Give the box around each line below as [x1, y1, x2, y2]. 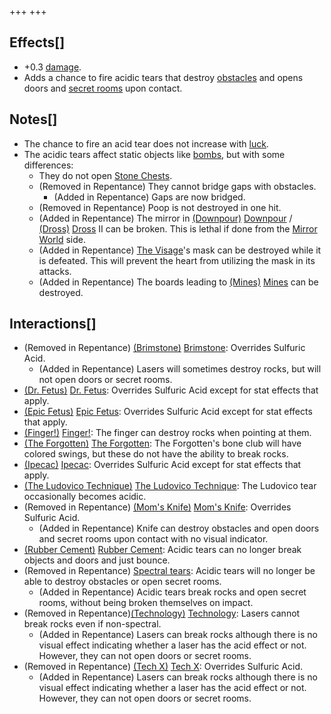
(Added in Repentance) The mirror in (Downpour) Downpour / [38, 212, 293, 224]
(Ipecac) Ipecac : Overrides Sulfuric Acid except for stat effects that [23, 459, 302, 471]
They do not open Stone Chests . [38, 169, 173, 181]
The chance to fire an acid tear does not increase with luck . [23, 137, 269, 150]
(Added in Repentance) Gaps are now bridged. [53, 191, 246, 203]
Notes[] [9, 111, 58, 128]
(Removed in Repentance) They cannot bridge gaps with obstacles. [38, 180, 317, 192]
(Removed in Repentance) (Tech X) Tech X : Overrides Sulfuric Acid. [23, 661, 304, 673]
